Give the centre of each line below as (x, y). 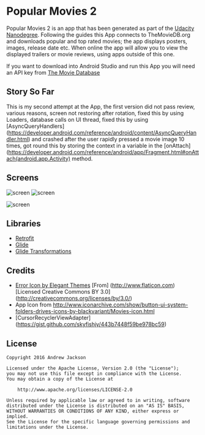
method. (82, 158)
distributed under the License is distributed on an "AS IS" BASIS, (95, 406)
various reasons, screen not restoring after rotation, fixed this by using (95, 113)
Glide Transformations (43, 251)
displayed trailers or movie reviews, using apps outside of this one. (91, 54)
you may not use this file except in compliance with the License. (94, 374)
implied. (17, 417)
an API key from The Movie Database (53, 72)
